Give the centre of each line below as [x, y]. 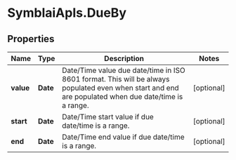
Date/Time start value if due [108, 117]
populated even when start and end [120, 88]
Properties [31, 39]
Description [124, 59]
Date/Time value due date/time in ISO [124, 70]
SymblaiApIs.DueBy [67, 13]
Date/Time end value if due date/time [123, 137]
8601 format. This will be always [116, 79]
